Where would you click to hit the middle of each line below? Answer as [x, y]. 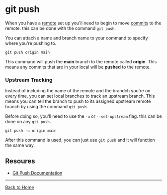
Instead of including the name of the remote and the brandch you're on [78, 91]
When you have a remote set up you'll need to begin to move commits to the [83, 23]
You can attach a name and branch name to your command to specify [77, 38]
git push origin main [28, 52]
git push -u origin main [31, 131]
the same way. [20, 145]
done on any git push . [28, 122]
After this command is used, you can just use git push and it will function [80, 140]
